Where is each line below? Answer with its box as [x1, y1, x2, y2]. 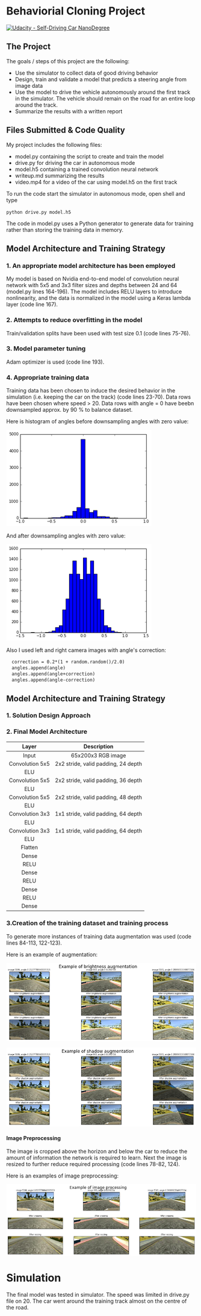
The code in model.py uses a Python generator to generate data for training [6, 220, 194, 227]
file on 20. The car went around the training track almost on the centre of [6, 1297, 187, 1305]
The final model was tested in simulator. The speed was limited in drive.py [6, 1291, 190, 1299]
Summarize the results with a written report [14, 107, 123, 115]
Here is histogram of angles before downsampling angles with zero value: [6, 418, 189, 425]
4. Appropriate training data [6, 373, 89, 382]
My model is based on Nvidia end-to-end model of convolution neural [6, 275, 179, 282]
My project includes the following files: [6, 141, 102, 148]
